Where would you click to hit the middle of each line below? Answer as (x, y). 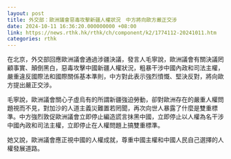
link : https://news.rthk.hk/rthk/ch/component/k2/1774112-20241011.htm (112, 33)
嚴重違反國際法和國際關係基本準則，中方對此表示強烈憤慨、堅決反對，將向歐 (115, 77)
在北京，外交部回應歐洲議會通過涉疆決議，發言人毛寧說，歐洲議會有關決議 (112, 60)
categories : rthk (32, 39)
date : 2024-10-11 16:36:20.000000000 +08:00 (72, 26)
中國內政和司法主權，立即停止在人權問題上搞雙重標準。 (85, 125)
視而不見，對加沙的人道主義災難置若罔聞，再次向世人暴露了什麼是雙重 (112, 108)
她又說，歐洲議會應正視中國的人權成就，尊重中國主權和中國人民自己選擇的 (112, 140)
